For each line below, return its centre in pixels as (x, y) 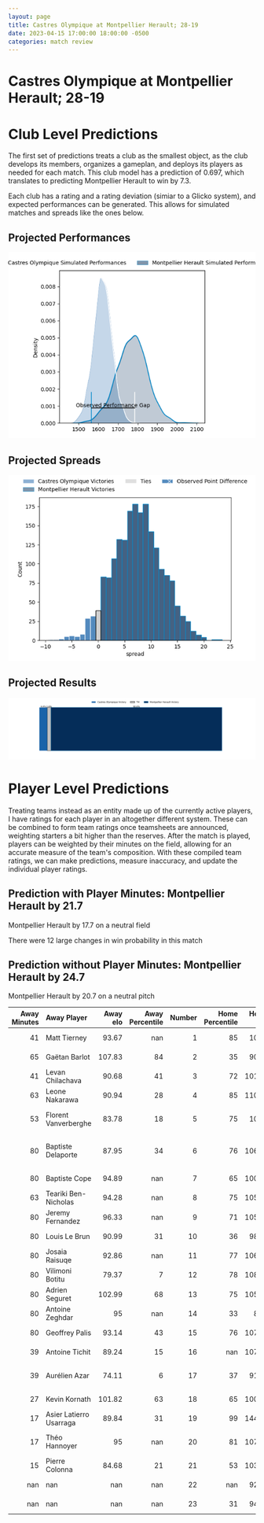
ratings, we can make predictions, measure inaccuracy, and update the (123, 861)
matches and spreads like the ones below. (76, 213)
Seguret (59, 1299)
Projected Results (52, 683)
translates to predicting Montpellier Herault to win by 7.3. (100, 181)
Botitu (55, 1279)
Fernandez (63, 1221)
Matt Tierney (66, 1038)
